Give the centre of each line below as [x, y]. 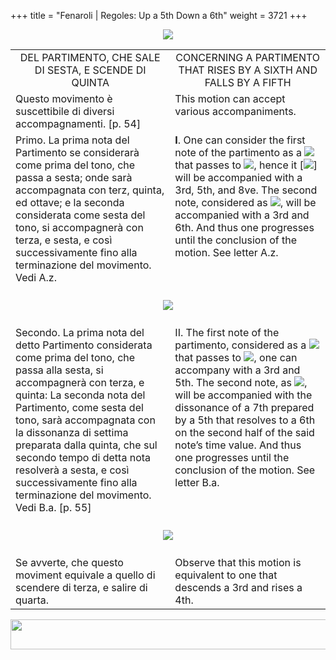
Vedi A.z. [36, 277]
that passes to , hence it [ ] [246, 165]
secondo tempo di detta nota [83, 457]
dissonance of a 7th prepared [244, 407]
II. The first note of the [227, 332]
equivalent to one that [226, 575]
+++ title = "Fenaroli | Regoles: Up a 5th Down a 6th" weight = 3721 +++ [159, 15]
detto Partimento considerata [84, 345]
